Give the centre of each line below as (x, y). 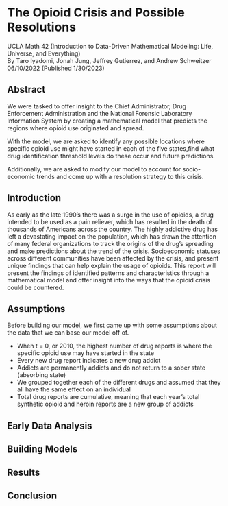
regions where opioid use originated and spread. (76, 128)
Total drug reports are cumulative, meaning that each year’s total (108, 397)
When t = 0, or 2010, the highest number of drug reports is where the (114, 346)
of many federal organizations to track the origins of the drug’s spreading (110, 243)
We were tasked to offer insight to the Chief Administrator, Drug (97, 106)
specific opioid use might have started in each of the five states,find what (111, 148)
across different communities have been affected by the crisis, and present (113, 258)
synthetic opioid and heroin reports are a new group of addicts (105, 404)
